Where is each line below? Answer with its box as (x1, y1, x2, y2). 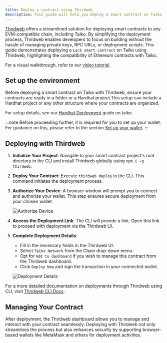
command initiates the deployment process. (12, 178, 103, 184)
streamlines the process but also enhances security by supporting (5, 327, 141, 333)
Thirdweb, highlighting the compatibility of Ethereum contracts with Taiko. (5, 52, 157, 58)
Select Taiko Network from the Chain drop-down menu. (19, 248, 133, 254)
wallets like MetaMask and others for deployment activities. (19, 332, 141, 338)
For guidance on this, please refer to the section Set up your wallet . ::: (5, 125, 149, 131)
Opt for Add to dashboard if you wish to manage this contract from (19, 253, 156, 259)
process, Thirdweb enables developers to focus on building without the (5, 36, 152, 42)
